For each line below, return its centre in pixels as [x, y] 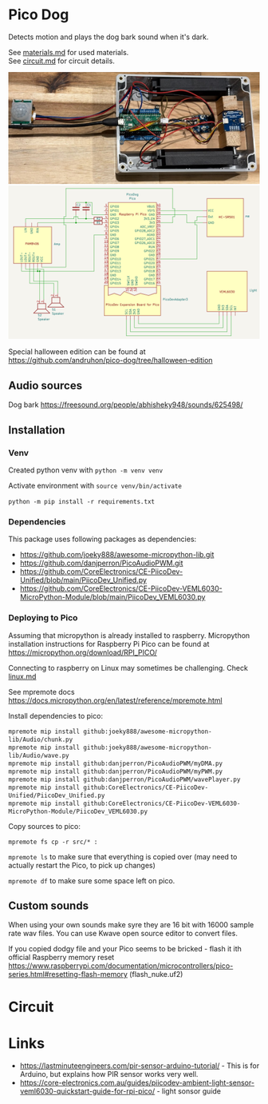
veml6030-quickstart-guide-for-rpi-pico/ [87, 1091]
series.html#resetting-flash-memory [68, 974]
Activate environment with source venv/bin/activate [95, 485]
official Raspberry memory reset [61, 958]
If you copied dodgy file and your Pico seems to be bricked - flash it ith [125, 949]
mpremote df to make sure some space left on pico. [92, 880]
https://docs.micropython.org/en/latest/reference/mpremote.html [115, 700]
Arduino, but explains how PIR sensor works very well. [109, 1074]
